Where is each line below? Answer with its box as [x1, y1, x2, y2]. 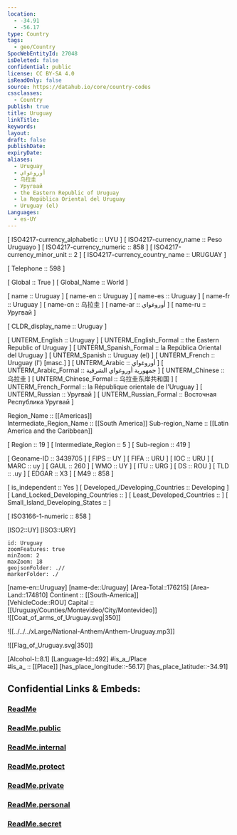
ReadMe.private [7, 780, 64, 790]
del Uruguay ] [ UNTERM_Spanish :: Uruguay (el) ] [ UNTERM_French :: [7, 350, 216, 359]
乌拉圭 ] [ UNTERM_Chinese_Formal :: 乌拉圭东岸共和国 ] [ [7, 374, 178, 383]
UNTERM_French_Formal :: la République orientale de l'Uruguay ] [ [7, 382, 203, 391]
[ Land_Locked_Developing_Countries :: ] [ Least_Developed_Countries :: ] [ [7, 490, 228, 499]
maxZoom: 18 [7, 558, 43, 565]
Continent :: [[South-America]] [49, 590, 139, 599]
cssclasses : [7, 90, 43, 97]
